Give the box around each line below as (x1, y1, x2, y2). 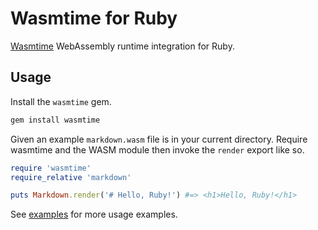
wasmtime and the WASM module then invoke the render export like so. (10, 143, 305, 156)
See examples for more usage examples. (10, 208, 178, 221)
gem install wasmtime (10, 115, 101, 125)
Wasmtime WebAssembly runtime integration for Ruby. (10, 40, 235, 52)
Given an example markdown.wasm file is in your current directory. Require (10, 133, 308, 145)
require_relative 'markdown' (10, 172, 132, 182)
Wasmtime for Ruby (10, 7, 178, 30)
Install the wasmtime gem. (10, 95, 112, 107)
